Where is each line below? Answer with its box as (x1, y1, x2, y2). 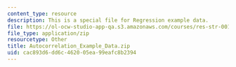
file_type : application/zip (7, 29, 90, 37)
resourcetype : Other (7, 36, 68, 43)
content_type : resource (7, 10, 77, 17)
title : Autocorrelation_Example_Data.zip (7, 43, 131, 50)
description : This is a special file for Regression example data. (7, 17, 209, 24)
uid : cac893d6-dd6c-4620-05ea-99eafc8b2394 (7, 50, 137, 57)
